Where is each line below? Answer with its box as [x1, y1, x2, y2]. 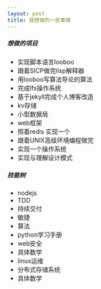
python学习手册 [17, 231, 63, 239]
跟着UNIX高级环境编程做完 [17, 136, 94, 145]
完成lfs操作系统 [17, 84, 61, 93]
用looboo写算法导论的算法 [17, 75, 93, 84]
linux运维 [17, 257, 44, 265]
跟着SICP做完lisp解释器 [17, 67, 85, 75]
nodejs [17, 189, 37, 197]
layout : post [7, 10, 45, 17]
